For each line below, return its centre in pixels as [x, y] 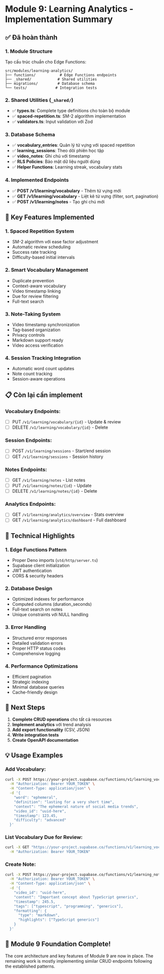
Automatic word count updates [43, 369]
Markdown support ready [38, 340]
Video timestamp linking [36, 291]
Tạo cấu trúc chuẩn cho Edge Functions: [46, 61]
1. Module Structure [29, 51]
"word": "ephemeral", [36, 798]
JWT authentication [32, 571]
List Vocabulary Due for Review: [44, 837]
